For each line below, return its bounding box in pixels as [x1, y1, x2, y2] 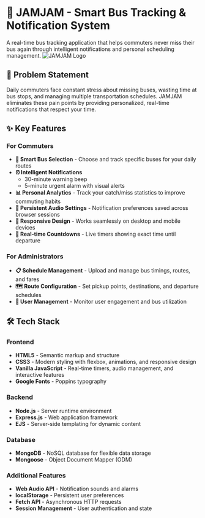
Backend [6, 393, 34, 401]
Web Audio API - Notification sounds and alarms [15, 485, 139, 493]
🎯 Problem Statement [6, 70, 89, 80]
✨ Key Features [6, 123, 66, 134]
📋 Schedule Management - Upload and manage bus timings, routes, [15, 266, 191, 274]
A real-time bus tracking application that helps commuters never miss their [6, 39, 195, 46]
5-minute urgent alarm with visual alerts [24, 182, 125, 190]
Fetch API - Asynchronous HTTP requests [15, 498, 122, 506]
